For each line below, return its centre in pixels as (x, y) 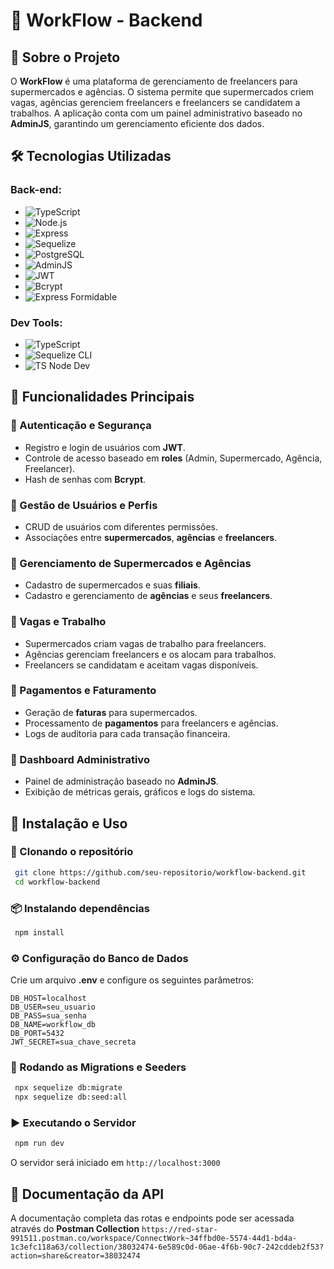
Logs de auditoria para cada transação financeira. (127, 733)
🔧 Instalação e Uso (69, 823)
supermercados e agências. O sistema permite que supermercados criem (162, 92)
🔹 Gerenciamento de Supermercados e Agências (131, 563)
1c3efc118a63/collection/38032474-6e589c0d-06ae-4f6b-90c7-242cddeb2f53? (167, 1247)
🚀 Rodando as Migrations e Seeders (98, 1067)
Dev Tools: (36, 322)
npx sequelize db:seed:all (71, 1097)
